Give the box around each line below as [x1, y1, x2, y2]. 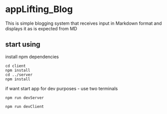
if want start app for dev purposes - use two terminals [5, 85, 118, 91]
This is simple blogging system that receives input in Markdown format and [5, 20, 162, 26]
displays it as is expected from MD [5, 25, 77, 31]
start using [5, 40, 40, 49]
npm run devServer [5, 95, 44, 100]
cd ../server [5, 72, 33, 77]
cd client [5, 63, 26, 69]
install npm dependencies [5, 53, 59, 60]
